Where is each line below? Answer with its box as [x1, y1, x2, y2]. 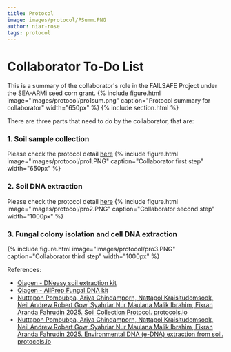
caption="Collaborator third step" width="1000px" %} [7, 252, 160, 260]
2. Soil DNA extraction [7, 182, 83, 191]
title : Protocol [7, 10, 54, 17]
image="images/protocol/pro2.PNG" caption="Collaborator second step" [7, 205, 215, 213]
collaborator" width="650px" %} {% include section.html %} [7, 104, 179, 112]
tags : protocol [7, 29, 51, 37]
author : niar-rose [7, 23, 60, 30]
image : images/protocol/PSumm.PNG [7, 17, 107, 23]
